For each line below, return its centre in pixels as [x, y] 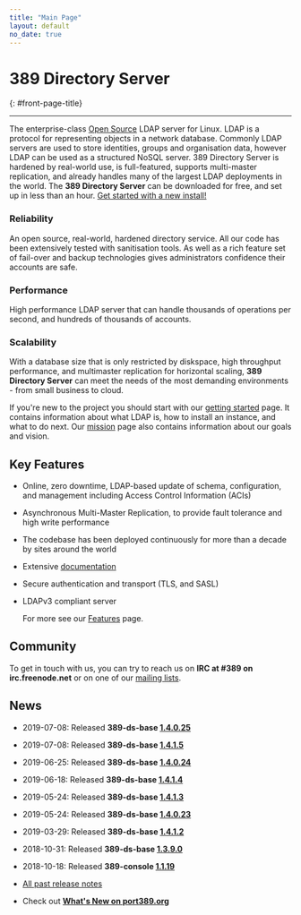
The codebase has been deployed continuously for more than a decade [154, 540]
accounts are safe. [43, 267]
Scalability [33, 342]
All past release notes [62, 884]
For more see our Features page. [83, 619]
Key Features [47, 464]
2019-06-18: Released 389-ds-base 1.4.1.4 [103, 779]
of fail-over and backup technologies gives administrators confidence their [147, 257]
